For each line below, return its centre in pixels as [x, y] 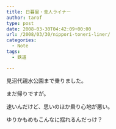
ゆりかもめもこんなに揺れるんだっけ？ [54, 119]
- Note [20, 46]
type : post [20, 23]
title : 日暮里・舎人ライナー [39, 12]
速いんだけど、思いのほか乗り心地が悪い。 [60, 106]
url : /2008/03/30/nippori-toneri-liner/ [59, 35]
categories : [21, 40]
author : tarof [24, 18]
